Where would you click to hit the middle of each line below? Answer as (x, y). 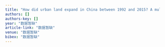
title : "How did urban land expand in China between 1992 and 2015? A (79, 10)
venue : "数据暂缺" (23, 32)
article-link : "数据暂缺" (30, 28)
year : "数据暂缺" (21, 23)
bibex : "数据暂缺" (23, 37)
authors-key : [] (22, 19)
